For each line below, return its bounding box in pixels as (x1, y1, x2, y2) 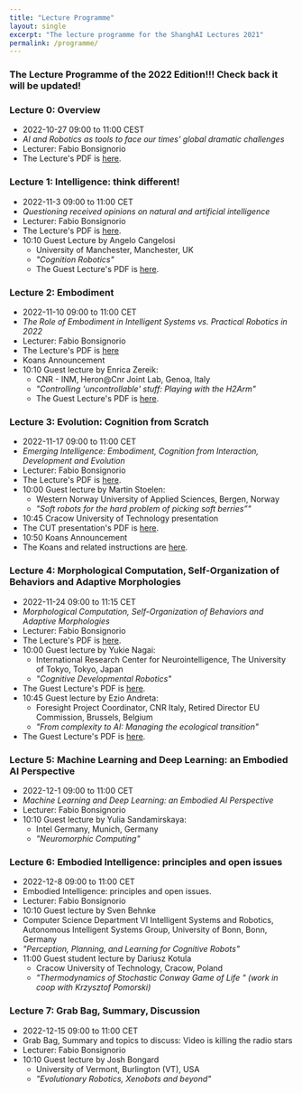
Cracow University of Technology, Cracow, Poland (35, 963, 224, 974)
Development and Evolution (22, 456, 125, 466)
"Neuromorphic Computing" (35, 833, 141, 843)
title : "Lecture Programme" (9, 13, 115, 23)
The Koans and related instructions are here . (22, 542, 188, 552)
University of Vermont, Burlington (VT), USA (35, 1063, 200, 1074)
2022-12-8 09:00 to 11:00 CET (22, 876, 135, 887)
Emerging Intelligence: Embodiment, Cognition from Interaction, (22, 446, 260, 457)
